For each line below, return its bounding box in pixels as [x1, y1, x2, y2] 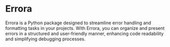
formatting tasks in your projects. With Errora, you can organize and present [5, 25, 165, 31]
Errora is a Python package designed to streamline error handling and [5, 20, 152, 26]
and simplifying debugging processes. [5, 36, 86, 42]
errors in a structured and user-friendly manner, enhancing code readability [5, 30, 164, 36]
